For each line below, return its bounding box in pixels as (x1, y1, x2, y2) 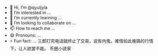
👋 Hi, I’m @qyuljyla (9, 5, 48, 10)
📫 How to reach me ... (9, 26, 55, 31)
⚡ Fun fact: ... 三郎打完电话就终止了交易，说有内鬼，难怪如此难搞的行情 (9, 38, 154, 43)
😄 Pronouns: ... (9, 32, 42, 38)
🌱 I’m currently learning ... (9, 15, 62, 20)
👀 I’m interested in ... (9, 10, 51, 15)
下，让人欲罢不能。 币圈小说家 (9, 46, 71, 51)
